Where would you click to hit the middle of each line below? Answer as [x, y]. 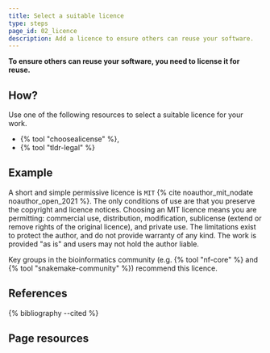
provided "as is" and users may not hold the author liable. [104, 244]
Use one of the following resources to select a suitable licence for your [126, 115]
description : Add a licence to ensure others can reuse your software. [131, 38]
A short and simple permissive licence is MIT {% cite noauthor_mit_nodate [131, 192]
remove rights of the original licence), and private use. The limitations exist [132, 226]
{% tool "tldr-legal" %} [57, 148]
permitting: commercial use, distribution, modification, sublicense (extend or [135, 218]
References [38, 294]
